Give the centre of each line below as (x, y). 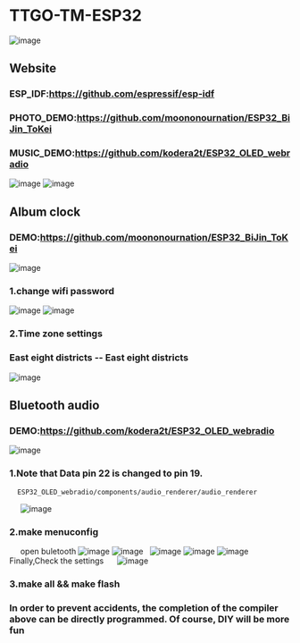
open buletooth (48, 551)
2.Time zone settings (56, 334)
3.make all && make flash (65, 584)
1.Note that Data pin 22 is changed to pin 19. (106, 473)
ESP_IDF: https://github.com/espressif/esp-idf (112, 94)
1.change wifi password (62, 292)
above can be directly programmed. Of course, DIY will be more (150, 619)
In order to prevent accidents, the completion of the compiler (144, 607)
